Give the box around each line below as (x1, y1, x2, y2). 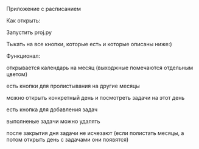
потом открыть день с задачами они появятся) (6, 136, 129, 143)
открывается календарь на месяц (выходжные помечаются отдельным (6, 64, 194, 71)
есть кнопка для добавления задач (6, 106, 98, 113)
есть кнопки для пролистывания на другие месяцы (6, 82, 140, 89)
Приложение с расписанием (6, 5, 81, 12)
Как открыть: (6, 17, 41, 24)
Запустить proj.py (6, 29, 52, 36)
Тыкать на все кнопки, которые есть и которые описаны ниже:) (6, 41, 172, 47)
